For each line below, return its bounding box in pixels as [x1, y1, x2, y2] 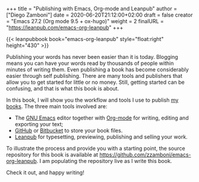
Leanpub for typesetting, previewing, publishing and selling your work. [14, 133, 188, 140]
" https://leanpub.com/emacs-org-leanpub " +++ [6, 24, 124, 31]
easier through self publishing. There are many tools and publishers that [6, 73, 182, 79]
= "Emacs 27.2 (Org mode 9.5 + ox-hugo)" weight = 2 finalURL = [6, 18, 165, 24]
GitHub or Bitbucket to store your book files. [14, 127, 123, 134]
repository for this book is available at [6, 151, 99, 158]
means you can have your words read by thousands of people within [6, 59, 174, 67]
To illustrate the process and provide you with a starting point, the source [6, 145, 185, 152]
